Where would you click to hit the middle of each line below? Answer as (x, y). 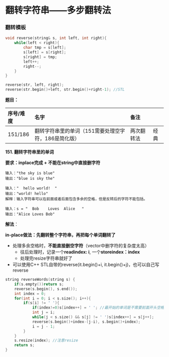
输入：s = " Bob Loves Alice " (45, 209)
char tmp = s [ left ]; (45, 48)
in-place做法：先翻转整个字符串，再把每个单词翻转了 (60, 235)
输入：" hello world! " (31, 188)
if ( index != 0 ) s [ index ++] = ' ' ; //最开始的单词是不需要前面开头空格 (98, 308)
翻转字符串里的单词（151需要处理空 (77, 131)
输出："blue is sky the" (30, 179)
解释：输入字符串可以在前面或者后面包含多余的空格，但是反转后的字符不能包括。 (76, 199)
